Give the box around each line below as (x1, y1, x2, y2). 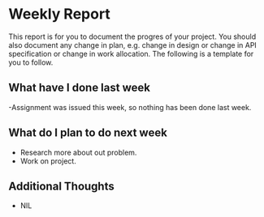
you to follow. (8, 57, 54, 67)
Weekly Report (8, 5, 111, 23)
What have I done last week (8, 81, 150, 95)
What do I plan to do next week (8, 126, 168, 140)
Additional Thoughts (8, 179, 115, 193)
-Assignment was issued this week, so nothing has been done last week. (8, 102, 252, 112)
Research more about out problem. (19, 147, 137, 157)
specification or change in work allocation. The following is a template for (8, 49, 254, 58)
